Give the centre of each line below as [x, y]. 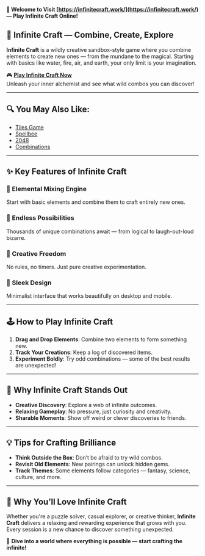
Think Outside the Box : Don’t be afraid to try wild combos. [89, 457]
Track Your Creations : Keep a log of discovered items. [84, 352]
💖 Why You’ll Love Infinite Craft [67, 502]
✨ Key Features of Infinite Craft [67, 172]
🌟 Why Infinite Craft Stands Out [67, 390]
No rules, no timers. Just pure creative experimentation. [76, 267]
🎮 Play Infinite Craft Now [39, 75]
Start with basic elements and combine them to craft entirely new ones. [96, 202]
